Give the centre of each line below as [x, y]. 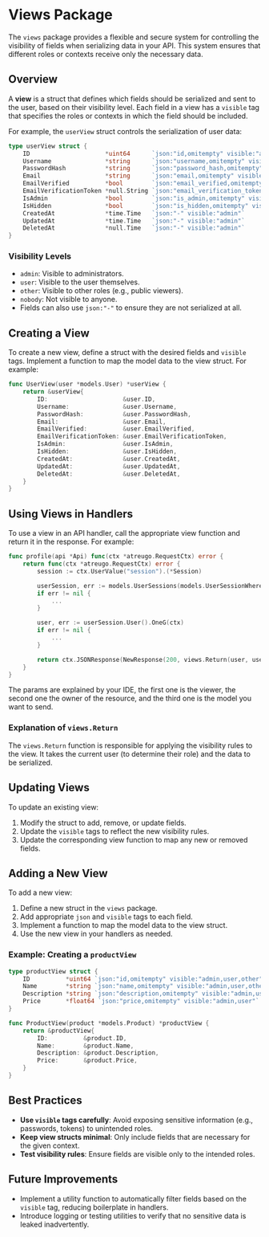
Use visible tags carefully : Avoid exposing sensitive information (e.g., [137, 1120]
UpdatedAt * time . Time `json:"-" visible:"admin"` [134, 221]
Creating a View [49, 333]
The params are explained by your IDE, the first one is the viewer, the [122, 690]
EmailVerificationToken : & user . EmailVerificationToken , [132, 437]
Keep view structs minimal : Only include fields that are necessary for [135, 1137]
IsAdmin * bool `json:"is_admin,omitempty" [134, 198]
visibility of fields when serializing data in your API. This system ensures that [134, 45]
